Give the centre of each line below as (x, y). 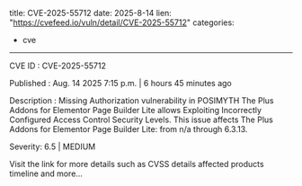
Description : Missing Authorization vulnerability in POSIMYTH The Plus (142, 101)
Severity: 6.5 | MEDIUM (53, 146)
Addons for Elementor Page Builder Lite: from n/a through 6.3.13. (129, 129)
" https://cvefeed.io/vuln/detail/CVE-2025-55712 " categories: (122, 22)
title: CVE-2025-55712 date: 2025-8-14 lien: (91, 13)
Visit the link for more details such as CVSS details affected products (137, 164)
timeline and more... (46, 173)
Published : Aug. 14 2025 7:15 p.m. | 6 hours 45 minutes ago (120, 83)
